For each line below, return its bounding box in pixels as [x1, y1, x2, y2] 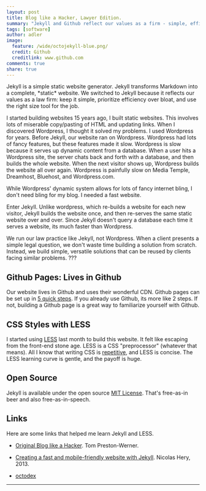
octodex [15, 472, 37, 479]
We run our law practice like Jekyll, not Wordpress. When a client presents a [6, 234, 199, 242]
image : [6, 37, 23, 44]
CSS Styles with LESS [6, 319, 91, 330]
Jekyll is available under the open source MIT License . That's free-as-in [6, 389, 188, 396]
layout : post [6, 9, 40, 15]
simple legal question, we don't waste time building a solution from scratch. [6, 241, 197, 249]
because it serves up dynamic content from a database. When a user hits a [6, 147, 196, 154]
